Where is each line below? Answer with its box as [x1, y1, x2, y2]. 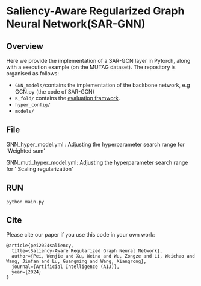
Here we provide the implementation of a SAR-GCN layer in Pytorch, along [6, 57, 191, 64]
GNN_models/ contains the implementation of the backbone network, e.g [14, 81, 191, 89]
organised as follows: [6, 70, 59, 77]
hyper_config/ [14, 102, 51, 108]
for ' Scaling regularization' [6, 165, 73, 173]
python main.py [6, 199, 45, 205]
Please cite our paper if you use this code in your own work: [6, 231, 155, 238]
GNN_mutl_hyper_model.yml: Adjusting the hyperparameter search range [6, 159, 188, 166]
